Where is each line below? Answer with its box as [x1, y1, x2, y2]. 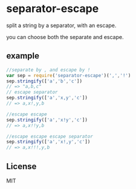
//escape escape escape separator [6, 133, 94, 140]
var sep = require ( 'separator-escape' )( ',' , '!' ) [6, 72, 131, 78]
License [6, 161, 37, 172]
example [6, 51, 40, 61]
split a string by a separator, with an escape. [6, 22, 117, 29]
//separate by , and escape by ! [6, 67, 91, 73]
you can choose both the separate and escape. [6, 33, 124, 40]
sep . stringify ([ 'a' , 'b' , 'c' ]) [6, 78, 83, 84]
